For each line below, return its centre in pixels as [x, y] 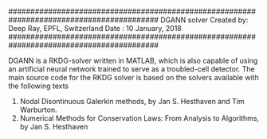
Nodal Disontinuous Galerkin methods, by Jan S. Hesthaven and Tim [132, 101]
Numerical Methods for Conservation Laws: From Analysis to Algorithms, [139, 118]
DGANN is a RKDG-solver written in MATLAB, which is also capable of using [133, 60]
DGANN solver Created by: [204, 20]
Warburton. [38, 110]
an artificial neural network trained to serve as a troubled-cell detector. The [132, 69]
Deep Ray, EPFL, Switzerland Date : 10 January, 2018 [95, 28]
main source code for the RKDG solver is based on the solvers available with [133, 77]
